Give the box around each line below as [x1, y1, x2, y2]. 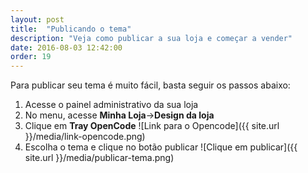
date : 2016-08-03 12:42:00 [10, 42, 123, 53]
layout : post [10, 14, 65, 25]
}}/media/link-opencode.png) [24, 131, 146, 143]
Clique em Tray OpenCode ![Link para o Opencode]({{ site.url [24, 120, 280, 132]
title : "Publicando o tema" [10, 24, 132, 34]
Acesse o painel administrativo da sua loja [24, 99, 199, 111]
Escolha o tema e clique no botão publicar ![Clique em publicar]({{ [24, 141, 298, 153]
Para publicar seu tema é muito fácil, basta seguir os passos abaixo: [10, 79, 291, 91]
